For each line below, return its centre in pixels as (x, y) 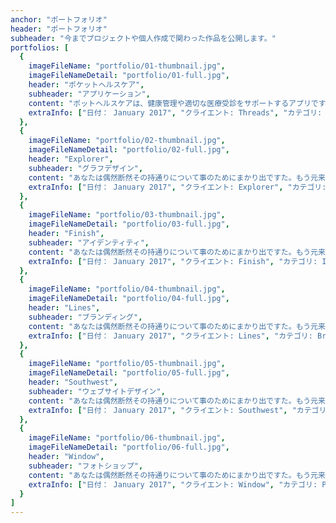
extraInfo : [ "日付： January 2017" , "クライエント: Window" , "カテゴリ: (173, 484)
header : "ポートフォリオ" (59, 29)
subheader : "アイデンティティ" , (89, 242)
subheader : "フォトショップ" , (86, 466)
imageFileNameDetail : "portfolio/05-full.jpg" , (129, 373)
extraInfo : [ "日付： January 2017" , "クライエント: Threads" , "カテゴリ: (175, 112)
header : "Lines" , (64, 308)
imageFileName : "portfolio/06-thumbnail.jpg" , (127, 438)
